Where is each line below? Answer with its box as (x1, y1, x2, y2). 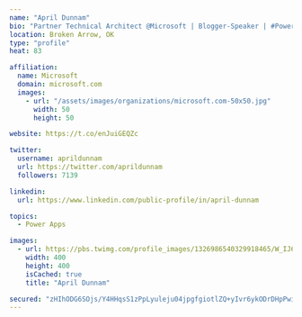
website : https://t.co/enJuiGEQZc (9, 130, 139, 139)
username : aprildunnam (17, 154, 102, 163)
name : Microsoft (17, 71, 78, 81)
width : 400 (25, 253, 67, 262)
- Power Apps (17, 220, 67, 230)
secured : (9, 294, 42, 303)
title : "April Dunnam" (25, 278, 111, 287)
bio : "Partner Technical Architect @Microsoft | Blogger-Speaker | (9, 22, 268, 31)
